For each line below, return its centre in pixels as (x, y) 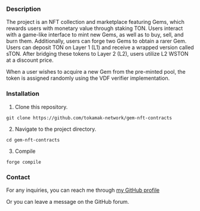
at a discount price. (30, 60)
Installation (23, 94)
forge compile (24, 162)
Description (24, 9)
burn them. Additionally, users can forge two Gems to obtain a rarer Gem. (96, 41)
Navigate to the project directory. (56, 129)
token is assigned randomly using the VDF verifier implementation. (88, 78)
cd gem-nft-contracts (33, 140)
